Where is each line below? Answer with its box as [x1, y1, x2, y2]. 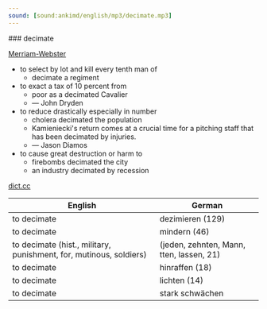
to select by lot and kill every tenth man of [19, 64, 157, 74]
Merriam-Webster [8, 48, 67, 58]
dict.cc [8, 180, 31, 191]
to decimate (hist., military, [12, 239, 111, 250]
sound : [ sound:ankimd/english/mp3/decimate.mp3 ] [8, 11, 172, 20]
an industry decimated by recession [31, 165, 149, 175]
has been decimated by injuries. [31, 132, 137, 141]
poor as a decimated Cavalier [31, 89, 129, 99]
